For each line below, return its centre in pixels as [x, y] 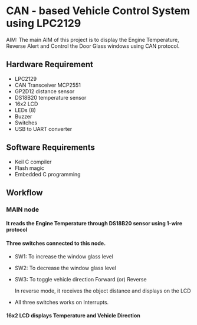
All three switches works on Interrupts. [62, 302]
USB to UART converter [43, 129]
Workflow [24, 193]
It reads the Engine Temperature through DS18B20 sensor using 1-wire [94, 224]
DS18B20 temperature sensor [50, 97]
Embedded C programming [47, 174]
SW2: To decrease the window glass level [65, 268]
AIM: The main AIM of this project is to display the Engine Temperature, [93, 40]
